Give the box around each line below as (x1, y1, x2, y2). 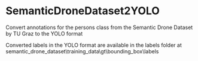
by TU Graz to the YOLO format (5, 30, 83, 37)
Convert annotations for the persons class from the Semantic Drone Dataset (5, 24, 193, 31)
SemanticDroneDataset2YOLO (5, 4, 160, 18)
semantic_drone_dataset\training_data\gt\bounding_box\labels (5, 47, 159, 54)
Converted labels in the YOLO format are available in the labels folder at (5, 41, 182, 49)
